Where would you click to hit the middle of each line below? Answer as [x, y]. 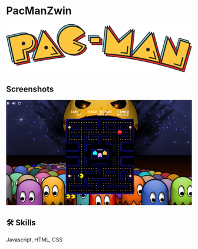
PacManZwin [39, 11]
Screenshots [30, 89]
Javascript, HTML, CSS [34, 240]
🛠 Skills [21, 222]
